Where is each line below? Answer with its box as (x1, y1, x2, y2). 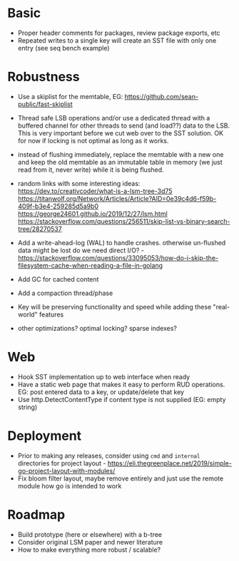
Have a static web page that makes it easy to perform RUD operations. (17, 380, 225, 388)
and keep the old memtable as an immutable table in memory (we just (17, 158, 223, 166)
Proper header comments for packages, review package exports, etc (17, 29, 220, 37)
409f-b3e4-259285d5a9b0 (17, 202, 98, 210)
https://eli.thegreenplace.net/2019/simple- (107, 458, 232, 468)
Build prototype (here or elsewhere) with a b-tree (17, 530, 163, 539)
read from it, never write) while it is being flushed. (17, 165, 164, 174)
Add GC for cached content (17, 274, 99, 283)
